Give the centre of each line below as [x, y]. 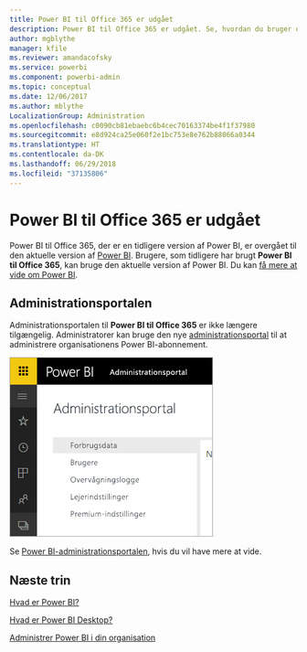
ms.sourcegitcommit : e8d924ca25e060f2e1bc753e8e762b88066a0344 [132, 135]
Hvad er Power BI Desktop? [61, 620]
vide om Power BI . [44, 274]
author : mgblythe [42, 38]
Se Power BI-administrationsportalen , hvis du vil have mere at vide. [136, 551]
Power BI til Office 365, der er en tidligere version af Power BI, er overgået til [153, 245]
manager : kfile [38, 48]
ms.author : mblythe [47, 106]
